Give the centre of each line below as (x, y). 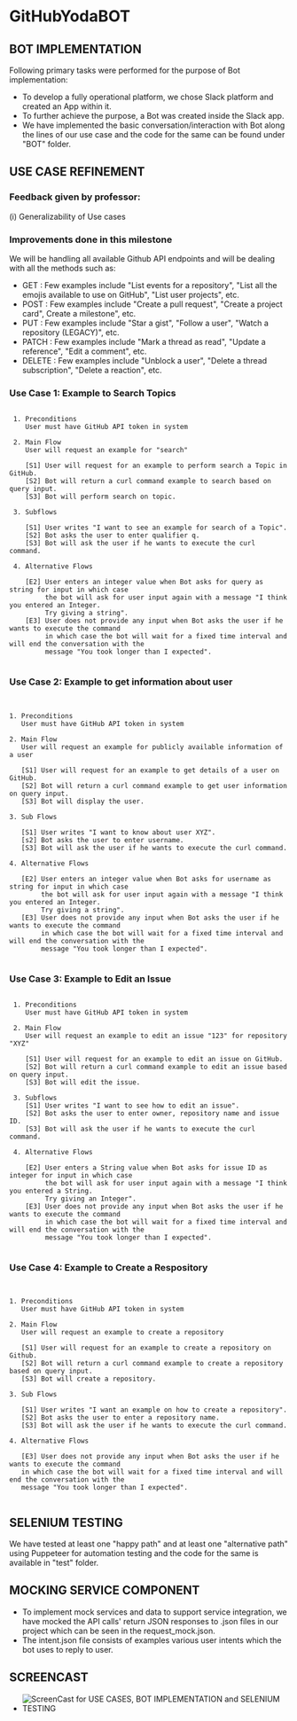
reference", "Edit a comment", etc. (84, 351)
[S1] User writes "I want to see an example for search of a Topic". (156, 528)
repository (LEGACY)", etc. (70, 332)
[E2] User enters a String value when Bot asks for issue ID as (146, 1168)
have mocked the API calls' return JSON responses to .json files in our (150, 1621)
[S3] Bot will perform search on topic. (101, 497)
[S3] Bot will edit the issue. (83, 1082)
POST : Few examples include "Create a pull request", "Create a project (152, 304)
